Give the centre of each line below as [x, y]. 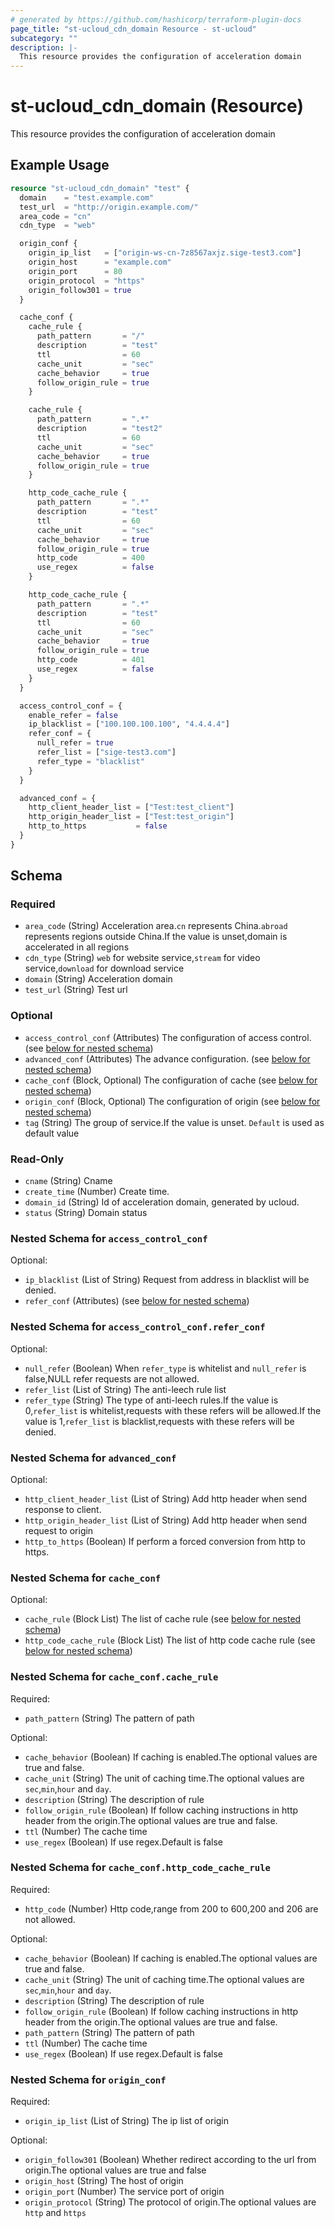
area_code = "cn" [55, 216]
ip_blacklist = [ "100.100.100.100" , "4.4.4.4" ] [129, 724]
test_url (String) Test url [76, 990]
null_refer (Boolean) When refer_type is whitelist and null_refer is [165, 1368]
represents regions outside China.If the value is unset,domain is [156, 937]
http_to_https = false [98, 826]
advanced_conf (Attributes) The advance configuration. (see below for [167, 1058]
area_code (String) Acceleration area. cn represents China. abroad [156, 926]
